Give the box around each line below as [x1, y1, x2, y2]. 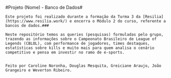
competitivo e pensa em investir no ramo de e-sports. [5, 50, 125, 55]
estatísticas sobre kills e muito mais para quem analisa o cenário [5, 45, 155, 50]
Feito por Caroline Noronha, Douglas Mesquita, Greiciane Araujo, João [5, 63, 161, 68]
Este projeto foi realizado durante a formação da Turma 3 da [5, 14, 141, 19]
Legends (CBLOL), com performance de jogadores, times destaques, [5, 41, 150, 46]
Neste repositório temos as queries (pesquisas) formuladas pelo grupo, [5, 32, 164, 37]
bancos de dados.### [5, 23, 50, 28]
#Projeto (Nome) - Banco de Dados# [5, 5, 83, 10]
